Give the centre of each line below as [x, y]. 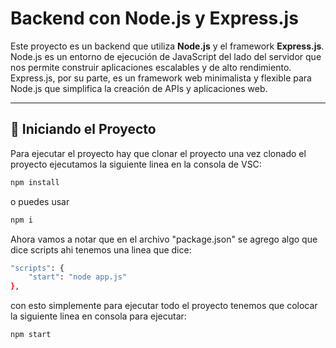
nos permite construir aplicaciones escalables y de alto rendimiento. [151, 67]
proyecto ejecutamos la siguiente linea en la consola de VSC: [136, 164]
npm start [31, 335]
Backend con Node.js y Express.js [154, 18]
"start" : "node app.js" [78, 277]
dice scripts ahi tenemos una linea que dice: [101, 249]
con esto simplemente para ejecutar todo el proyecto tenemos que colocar [164, 306]
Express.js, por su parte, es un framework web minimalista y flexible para [161, 78]
